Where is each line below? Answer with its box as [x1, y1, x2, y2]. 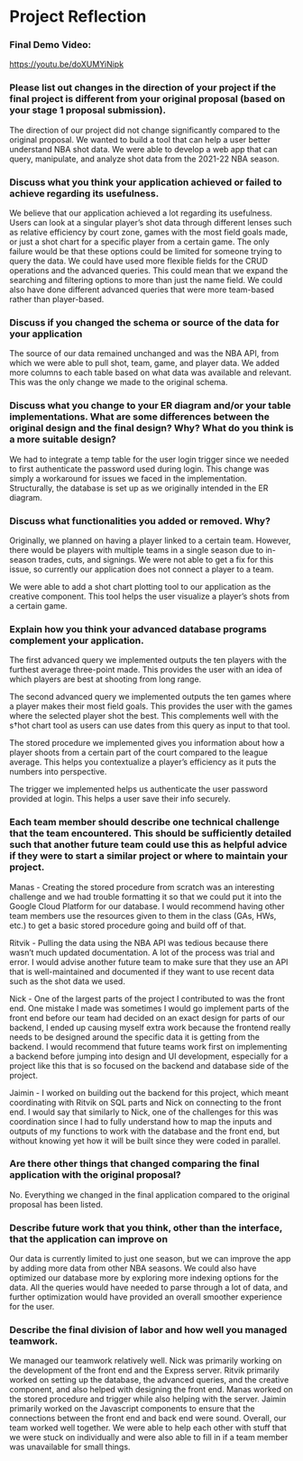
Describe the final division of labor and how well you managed [9, 1324, 288, 1337]
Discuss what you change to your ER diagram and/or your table [9, 400, 291, 412]
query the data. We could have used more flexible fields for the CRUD [9, 255, 269, 267]
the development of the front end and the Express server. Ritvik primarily [9, 1365, 280, 1376]
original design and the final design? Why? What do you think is [9, 422, 294, 435]
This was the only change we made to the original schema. [9, 377, 228, 388]
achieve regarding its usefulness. [9, 187, 160, 199]
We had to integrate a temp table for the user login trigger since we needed [9, 454, 289, 464]
